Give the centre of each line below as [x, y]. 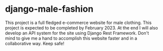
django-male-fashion [49, 9]
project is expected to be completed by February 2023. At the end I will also [81, 27]
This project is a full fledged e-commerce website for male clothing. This [78, 23]
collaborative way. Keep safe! [35, 43]
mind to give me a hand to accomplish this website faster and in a [71, 38]
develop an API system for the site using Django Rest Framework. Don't [77, 33]
